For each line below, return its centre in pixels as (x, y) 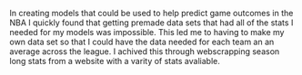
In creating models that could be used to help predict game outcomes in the (151, 13)
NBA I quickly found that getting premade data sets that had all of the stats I (151, 23)
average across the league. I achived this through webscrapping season (145, 52)
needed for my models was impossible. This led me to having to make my (147, 32)
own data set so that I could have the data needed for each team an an (142, 42)
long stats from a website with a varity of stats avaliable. (115, 61)
